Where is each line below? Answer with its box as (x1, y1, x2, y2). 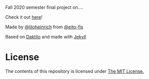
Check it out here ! (5, 14, 43, 20)
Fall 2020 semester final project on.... (5, 5, 84, 10)
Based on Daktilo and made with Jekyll (5, 34, 86, 39)
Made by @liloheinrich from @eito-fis (5, 24, 84, 30)
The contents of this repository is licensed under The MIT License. (5, 68, 144, 74)
